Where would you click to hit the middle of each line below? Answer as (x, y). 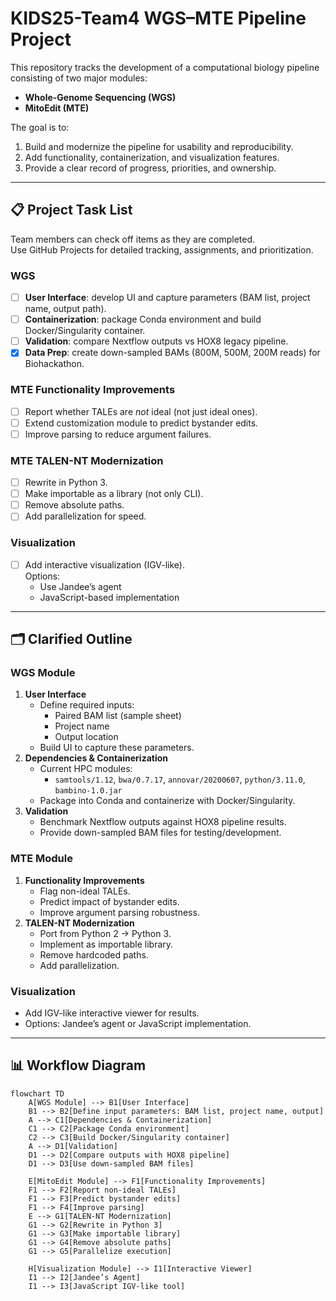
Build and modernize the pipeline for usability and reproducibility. (159, 146)
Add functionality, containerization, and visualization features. (152, 157)
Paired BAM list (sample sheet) (118, 716)
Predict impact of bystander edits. (109, 901)
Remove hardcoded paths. (94, 954)
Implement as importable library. (106, 944)
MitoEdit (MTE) (57, 108)
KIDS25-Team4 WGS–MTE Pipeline (158, 18)
